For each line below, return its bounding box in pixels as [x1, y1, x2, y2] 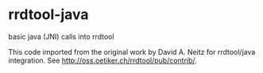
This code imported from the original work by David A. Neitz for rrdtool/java [8, 47, 256, 56]
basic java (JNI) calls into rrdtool [8, 32, 114, 41]
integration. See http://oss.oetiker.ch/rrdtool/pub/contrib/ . [8, 56, 197, 65]
